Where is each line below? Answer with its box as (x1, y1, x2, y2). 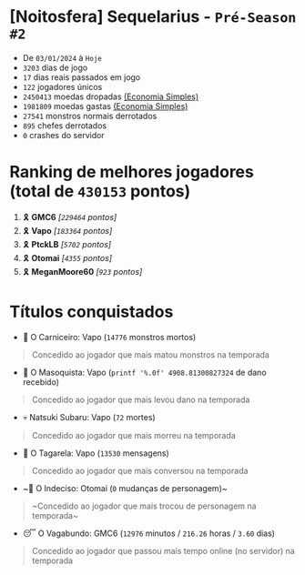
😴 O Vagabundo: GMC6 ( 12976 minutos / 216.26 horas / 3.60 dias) (22, 528, 276, 539)
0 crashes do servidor (22, 129, 105, 140)
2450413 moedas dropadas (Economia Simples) (22, 91, 199, 102)
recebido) (22, 376, 60, 388)
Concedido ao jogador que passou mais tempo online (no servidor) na (31, 545, 296, 556)
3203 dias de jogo (22, 62, 88, 73)
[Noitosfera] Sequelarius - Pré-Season (9, 6, 297, 27)
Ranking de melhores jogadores (9, 162, 255, 183)
